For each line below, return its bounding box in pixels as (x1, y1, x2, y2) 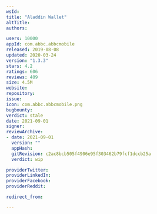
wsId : (6, 8, 19, 15)
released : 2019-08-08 (6, 47, 59, 53)
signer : (6, 123, 25, 130)
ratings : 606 (6, 68, 38, 74)
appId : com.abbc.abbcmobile (6, 41, 75, 47)
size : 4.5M (6, 80, 33, 85)
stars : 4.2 (6, 63, 33, 69)
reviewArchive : (6, 129, 44, 135)
